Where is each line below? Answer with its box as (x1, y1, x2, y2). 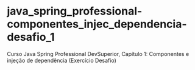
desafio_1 (7, 30, 55, 44)
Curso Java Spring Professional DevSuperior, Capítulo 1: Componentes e (7, 50, 190, 57)
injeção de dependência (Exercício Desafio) (7, 57, 116, 64)
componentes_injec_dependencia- (7, 17, 188, 31)
